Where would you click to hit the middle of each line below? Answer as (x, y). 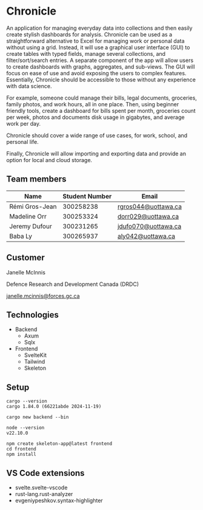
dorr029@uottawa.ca (148, 216)
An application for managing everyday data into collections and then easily (99, 28)
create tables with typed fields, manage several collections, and (86, 53)
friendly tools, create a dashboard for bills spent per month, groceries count (101, 110)
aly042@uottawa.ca (146, 236)
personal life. (22, 141)
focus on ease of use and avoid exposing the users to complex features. (96, 73)
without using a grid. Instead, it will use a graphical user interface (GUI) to (98, 47)
